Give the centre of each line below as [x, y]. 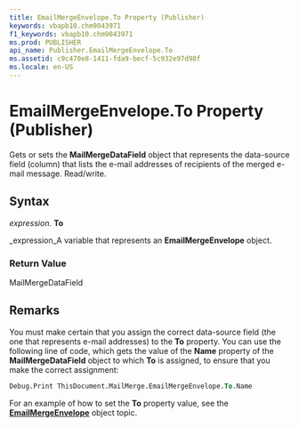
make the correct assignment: [64, 369]
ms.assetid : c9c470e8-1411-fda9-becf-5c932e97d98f [105, 59]
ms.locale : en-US [41, 68]
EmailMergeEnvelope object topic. [73, 412]
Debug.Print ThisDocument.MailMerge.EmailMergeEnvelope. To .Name [131, 386]
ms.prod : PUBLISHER [45, 42]
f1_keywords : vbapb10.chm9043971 [71, 34]
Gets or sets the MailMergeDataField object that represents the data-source [149, 154]
